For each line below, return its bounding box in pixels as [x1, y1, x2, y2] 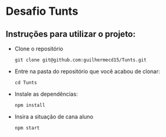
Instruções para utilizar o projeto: [6, 29, 136, 39]
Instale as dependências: [14, 90, 78, 98]
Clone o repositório [14, 45, 64, 52]
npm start [14, 125, 40, 131]
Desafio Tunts [6, 4, 78, 18]
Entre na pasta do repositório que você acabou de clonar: [14, 68, 160, 75]
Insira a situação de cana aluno [14, 113, 94, 120]
